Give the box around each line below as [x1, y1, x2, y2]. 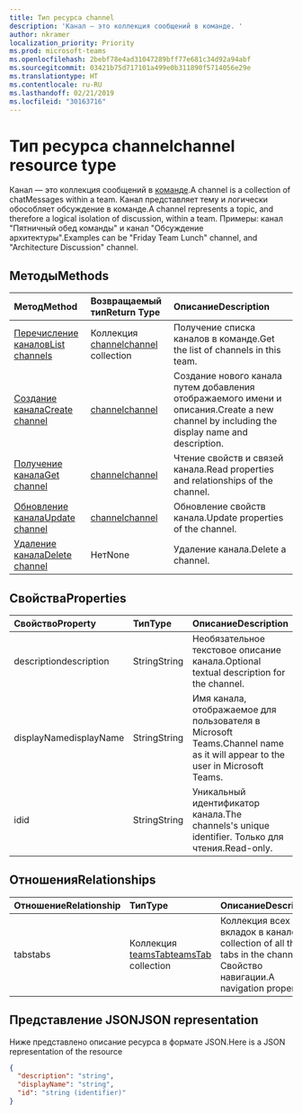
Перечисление [13, 327, 79, 340]
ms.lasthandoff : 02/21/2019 [9, 88, 115, 97]
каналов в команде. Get [173, 332, 276, 345]
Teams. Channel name [191, 737, 285, 749]
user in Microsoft [191, 759, 264, 772]
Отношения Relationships [9, 873, 156, 888]
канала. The [191, 808, 243, 820]
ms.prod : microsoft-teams [9, 47, 106, 56]
